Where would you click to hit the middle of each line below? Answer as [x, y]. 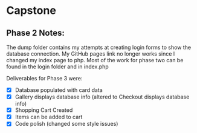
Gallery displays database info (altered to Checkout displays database [102, 97]
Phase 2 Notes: [35, 33]
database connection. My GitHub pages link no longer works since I [91, 54]
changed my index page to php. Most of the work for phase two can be [95, 60]
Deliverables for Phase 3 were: [44, 78]
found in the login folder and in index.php [57, 66]
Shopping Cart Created [44, 110]
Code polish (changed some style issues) [66, 124]
